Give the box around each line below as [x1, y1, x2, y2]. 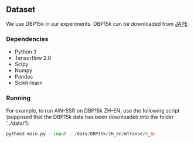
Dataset [6, 5, 36, 15]
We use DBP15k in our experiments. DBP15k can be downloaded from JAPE [6, 20, 188, 27]
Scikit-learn [14, 79, 43, 87]
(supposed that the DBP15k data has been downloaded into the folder [6, 114, 174, 121]
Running [6, 94, 31, 102]
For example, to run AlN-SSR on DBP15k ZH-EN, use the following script [6, 107, 180, 114]
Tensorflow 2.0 [14, 55, 52, 62]
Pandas [14, 73, 33, 80]
